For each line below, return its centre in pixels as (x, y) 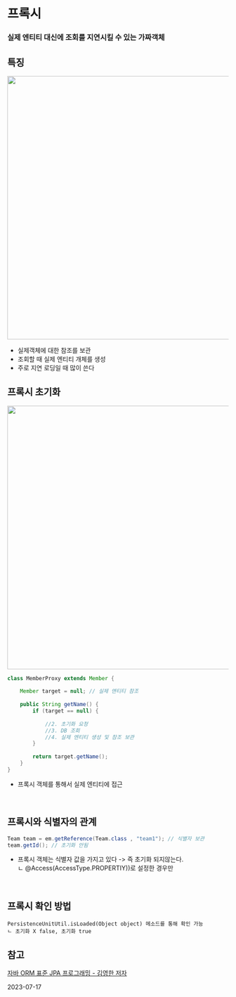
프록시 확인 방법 (39, 906)
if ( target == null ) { (66, 711)
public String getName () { (59, 705)
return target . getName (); (71, 757)
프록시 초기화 (34, 392)
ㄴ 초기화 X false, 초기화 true (50, 932)
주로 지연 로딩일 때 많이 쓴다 (56, 367)
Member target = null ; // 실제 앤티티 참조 (79, 691)
